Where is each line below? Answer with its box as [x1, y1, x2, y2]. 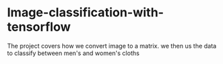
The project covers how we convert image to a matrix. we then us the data [7, 42, 217, 50]
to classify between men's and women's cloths [7, 49, 140, 57]
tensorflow [7, 19, 71, 35]
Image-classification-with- [7, 5, 164, 20]
